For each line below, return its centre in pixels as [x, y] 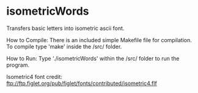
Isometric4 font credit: [35, 76]
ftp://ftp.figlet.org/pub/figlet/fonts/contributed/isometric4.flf [82, 83]
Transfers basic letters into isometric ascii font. [65, 28]
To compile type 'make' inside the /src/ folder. [64, 46]
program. [18, 65]
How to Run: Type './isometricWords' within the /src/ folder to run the [93, 58]
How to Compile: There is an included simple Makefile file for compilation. [99, 40]
